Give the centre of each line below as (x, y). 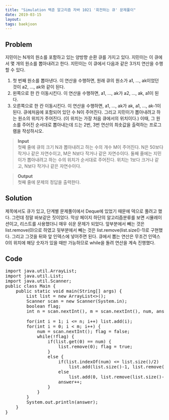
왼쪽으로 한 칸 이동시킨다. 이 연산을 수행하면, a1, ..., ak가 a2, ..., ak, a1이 (83, 93)
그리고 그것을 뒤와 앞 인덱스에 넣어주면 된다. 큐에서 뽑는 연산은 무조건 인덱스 (86, 236)
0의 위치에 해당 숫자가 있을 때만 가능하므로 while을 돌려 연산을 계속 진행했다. (80, 242)
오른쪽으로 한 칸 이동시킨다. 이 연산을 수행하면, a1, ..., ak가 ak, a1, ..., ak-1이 (87, 106)
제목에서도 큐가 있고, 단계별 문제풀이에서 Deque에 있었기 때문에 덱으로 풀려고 (81, 211)
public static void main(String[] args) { (69, 291)
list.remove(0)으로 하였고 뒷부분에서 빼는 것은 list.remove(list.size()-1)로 (77, 230)
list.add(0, (83, 377)
